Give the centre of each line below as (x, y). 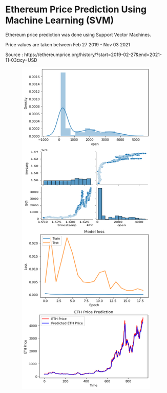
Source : (14, 55)
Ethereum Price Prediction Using (76, 10)
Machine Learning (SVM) (60, 20)
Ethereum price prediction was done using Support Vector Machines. (78, 34)
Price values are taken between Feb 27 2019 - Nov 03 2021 (68, 44)
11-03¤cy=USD (21, 60)
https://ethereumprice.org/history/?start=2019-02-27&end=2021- (93, 55)
